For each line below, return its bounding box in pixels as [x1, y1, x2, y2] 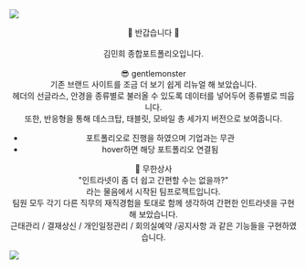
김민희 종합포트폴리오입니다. [103, 48, 204, 58]
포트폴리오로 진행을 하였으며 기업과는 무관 [85, 132, 236, 143]
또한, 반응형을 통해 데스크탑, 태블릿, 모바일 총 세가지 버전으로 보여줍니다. [24, 113, 283, 124]
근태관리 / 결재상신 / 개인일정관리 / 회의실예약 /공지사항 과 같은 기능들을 [10, 221, 266, 231]
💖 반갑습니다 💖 [127, 27, 180, 37]
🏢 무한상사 [134, 163, 173, 174]
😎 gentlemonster [121, 68, 186, 78]
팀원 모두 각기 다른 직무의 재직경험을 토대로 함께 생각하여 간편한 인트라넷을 [12, 198, 279, 208]
